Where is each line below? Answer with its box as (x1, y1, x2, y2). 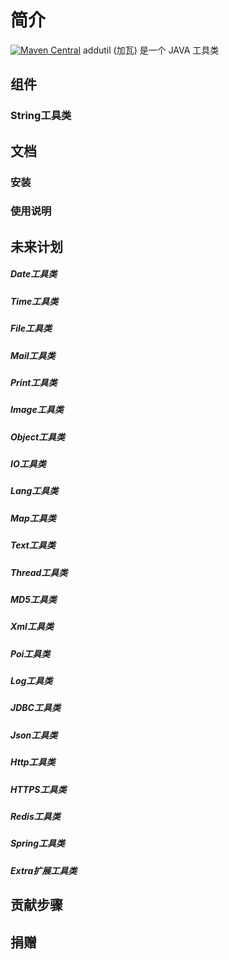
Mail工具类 (10, 349, 56, 361)
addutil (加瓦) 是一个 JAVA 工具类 (82, 44, 220, 56)
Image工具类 (10, 404, 64, 416)
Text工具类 (10, 539, 56, 551)
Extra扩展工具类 (10, 864, 78, 876)
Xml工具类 (10, 621, 54, 633)
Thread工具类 (10, 566, 68, 578)
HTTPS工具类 (10, 783, 67, 795)
